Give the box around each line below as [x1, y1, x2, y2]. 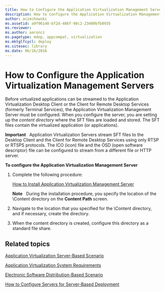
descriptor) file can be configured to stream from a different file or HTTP [5, 147, 152, 153]
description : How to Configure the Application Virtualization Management [5, 12, 162, 17]
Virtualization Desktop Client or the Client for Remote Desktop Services [5, 101, 149, 107]
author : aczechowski [5, 16, 48, 21]
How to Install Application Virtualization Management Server [12, 181, 134, 187]
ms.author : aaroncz [5, 30, 45, 35]
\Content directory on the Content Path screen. [12, 196, 109, 202]
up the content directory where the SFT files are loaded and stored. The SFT [5, 117, 160, 123]
